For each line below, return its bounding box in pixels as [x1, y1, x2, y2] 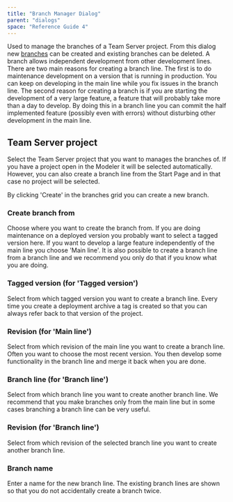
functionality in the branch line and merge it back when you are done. [7, 357, 207, 366]
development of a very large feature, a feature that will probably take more [7, 94, 220, 102]
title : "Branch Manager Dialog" [7, 10, 101, 17]
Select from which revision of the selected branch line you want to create [7, 439, 217, 447]
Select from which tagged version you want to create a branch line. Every [7, 294, 218, 303]
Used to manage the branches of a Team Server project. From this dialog [7, 43, 216, 51]
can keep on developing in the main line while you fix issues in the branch [7, 79, 218, 88]
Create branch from [7, 208, 75, 218]
